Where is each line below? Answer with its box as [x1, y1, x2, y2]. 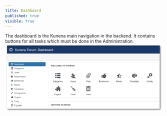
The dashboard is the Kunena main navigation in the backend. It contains [5, 33, 155, 39]
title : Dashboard [5, 8, 41, 13]
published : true [5, 13, 39, 18]
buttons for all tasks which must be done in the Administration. [5, 38, 134, 44]
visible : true [5, 18, 35, 23]
